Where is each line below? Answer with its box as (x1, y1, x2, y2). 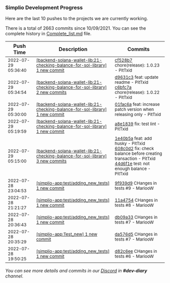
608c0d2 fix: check (114, 146, 154, 151)
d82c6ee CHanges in (114, 249, 157, 254)
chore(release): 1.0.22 (114, 90, 160, 95)
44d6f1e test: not (114, 161, 150, 166)
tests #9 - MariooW (114, 186, 154, 191)
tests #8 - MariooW (114, 202, 154, 208)
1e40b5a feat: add (114, 136, 152, 141)
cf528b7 (114, 58, 133, 63)
